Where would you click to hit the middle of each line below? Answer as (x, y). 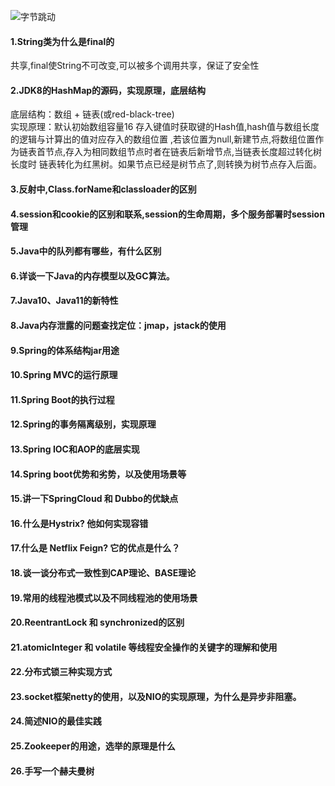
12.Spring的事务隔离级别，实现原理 (83, 424)
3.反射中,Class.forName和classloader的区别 (103, 189)
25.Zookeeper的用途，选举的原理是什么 (93, 746)
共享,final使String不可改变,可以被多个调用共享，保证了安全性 (135, 66)
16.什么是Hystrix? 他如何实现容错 (79, 523)
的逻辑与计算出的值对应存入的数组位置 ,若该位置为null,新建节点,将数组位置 (163, 139)
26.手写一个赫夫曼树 (52, 771)
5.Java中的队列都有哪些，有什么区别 (86, 251)
